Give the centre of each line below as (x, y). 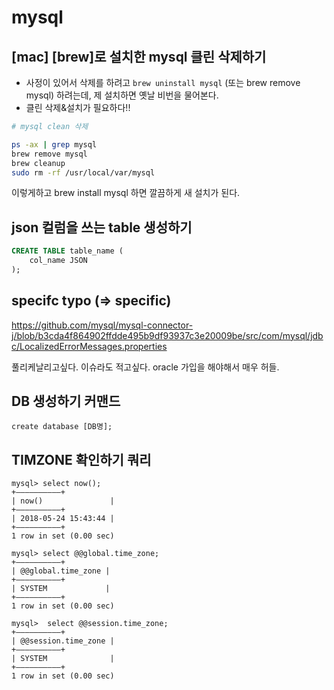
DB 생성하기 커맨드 (66, 401)
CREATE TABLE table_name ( (67, 251)
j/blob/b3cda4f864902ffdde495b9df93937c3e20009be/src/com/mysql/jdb (167, 335)
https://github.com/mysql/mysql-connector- (102, 325)
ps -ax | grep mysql (54, 144)
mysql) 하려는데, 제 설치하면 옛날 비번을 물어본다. (122, 95)
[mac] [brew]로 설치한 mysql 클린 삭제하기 (139, 56)
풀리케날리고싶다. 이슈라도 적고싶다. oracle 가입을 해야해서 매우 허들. (145, 367)
